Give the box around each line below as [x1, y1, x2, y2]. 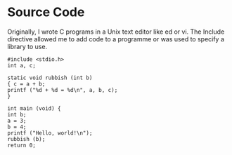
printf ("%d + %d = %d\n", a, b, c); [7, 86, 118, 93]
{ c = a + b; [7, 80, 46, 88]
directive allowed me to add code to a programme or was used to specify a [7, 34, 225, 43]
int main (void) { [7, 105, 61, 112]
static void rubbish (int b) [7, 74, 93, 81]
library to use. [7, 42, 48, 50]
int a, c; [7, 62, 37, 69]
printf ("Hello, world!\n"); [7, 129, 93, 137]
